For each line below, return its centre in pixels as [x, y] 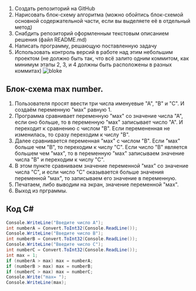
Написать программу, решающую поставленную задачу [86, 46]
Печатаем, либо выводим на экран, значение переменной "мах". [97, 184]
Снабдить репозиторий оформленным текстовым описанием [92, 33]
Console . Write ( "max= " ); [36, 277]
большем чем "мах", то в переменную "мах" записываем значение [99, 153]
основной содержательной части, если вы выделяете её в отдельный [102, 21]
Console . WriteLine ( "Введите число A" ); [55, 222]
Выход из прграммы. [41, 191]
